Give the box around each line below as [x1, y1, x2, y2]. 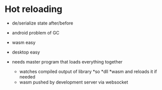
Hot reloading [4, 3, 63, 15]
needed [19, 73, 35, 79]
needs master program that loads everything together [11, 58, 123, 64]
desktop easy [11, 49, 40, 55]
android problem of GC [11, 29, 59, 35]
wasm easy [11, 39, 36, 45]
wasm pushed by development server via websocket [19, 79, 128, 85]
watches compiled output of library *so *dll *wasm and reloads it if [19, 68, 157, 74]
